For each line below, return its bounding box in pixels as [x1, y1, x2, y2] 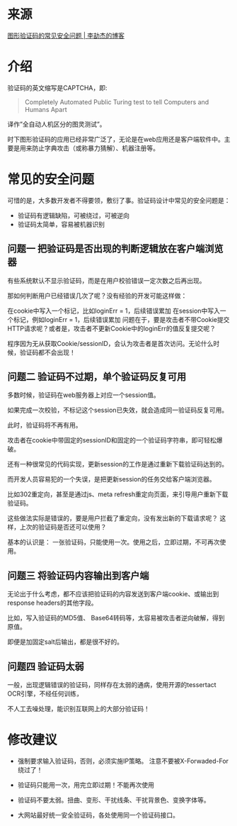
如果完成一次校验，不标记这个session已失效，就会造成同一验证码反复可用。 [7, 406, 229, 415]
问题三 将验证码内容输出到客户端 [7, 569, 149, 581]
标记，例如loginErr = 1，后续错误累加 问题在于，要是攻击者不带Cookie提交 [13, 315, 230, 323]
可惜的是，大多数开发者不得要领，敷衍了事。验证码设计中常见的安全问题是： [7, 196, 231, 204]
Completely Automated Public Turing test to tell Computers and [24, 97, 209, 106]
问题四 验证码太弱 [7, 660, 84, 672]
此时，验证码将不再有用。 [7, 421, 82, 430]
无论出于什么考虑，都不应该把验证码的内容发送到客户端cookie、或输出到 [7, 590, 219, 598]
